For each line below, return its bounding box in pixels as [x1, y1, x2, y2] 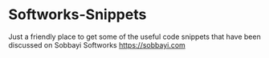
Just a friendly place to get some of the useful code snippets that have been [8, 32, 261, 41]
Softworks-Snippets [8, 6, 147, 24]
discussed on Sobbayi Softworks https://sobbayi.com [8, 40, 186, 49]
